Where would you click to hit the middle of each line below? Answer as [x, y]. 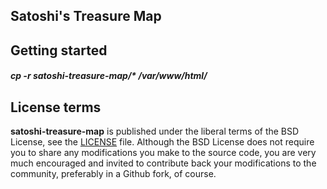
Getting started [59, 50]
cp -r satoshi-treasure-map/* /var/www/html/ [109, 76]
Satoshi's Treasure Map [86, 16]
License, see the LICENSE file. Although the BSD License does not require [162, 142]
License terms [56, 107]
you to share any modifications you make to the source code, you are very [163, 153]
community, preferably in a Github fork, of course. [113, 174]
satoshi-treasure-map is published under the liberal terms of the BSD [155, 131]
